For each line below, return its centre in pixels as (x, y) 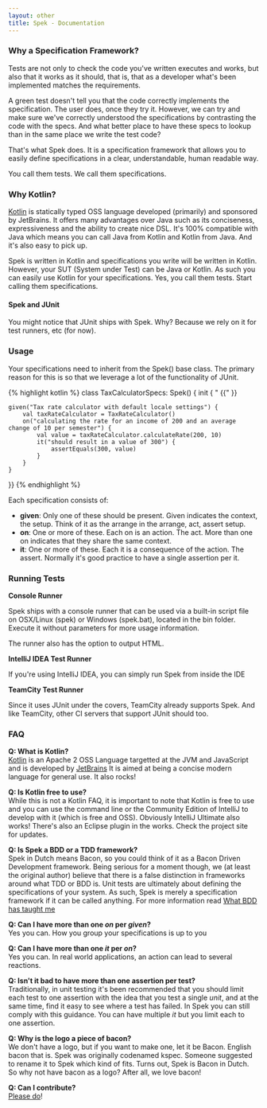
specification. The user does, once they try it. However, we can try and (124, 109)
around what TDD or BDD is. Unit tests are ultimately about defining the (125, 884)
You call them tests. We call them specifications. (87, 174)
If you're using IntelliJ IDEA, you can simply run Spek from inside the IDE (127, 674)
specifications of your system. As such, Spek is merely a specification (123, 892)
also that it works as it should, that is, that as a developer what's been (122, 76)
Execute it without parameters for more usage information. (104, 628)
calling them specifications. (53, 287)
